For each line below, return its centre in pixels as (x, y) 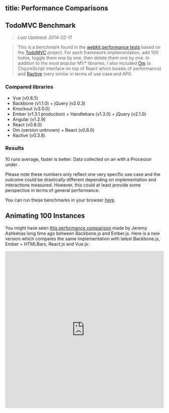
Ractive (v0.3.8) (29, 135)
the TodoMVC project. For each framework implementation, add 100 (88, 53)
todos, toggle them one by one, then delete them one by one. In (83, 58)
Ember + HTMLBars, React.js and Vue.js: (47, 244)
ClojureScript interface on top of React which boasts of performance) (90, 69)
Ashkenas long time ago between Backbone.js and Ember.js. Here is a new (82, 233)
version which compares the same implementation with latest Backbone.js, (82, 239)
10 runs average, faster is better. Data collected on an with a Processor (78, 159)
